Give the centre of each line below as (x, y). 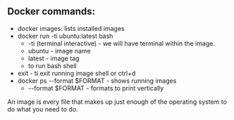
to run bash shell (52, 65)
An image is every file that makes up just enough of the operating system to (117, 102)
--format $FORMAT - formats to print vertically (96, 88)
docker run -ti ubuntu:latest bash (65, 36)
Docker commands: (51, 12)
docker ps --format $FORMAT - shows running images (97, 81)
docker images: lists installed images (71, 28)
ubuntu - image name (59, 51)
